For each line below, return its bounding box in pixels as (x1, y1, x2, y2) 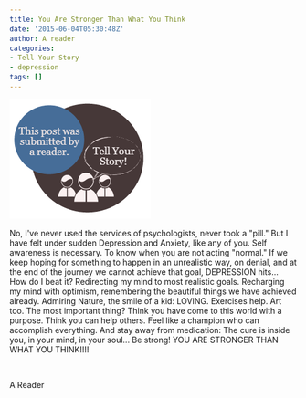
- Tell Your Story (9, 53, 79, 63)
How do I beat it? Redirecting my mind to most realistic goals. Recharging (9, 276, 285, 287)
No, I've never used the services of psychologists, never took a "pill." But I (9, 227, 289, 238)
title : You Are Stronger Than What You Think (9, 15, 185, 24)
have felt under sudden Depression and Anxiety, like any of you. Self (9, 237, 268, 248)
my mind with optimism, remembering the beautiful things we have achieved (9, 286, 297, 297)
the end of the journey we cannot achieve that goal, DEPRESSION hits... (9, 266, 279, 278)
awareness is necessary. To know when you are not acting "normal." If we (9, 246, 288, 257)
